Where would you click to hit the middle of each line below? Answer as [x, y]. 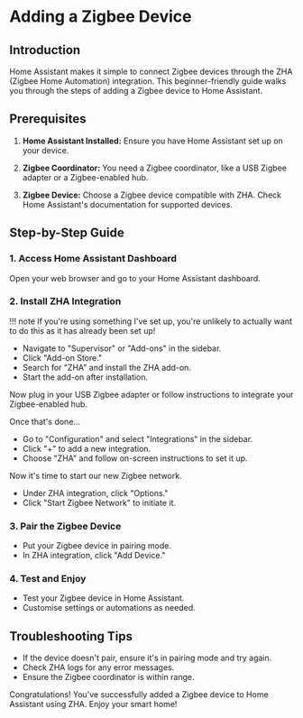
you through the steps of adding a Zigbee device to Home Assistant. [136, 91]
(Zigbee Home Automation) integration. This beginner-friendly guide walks [148, 81]
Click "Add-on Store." [62, 357]
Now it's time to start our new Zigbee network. [96, 475]
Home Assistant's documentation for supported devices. [127, 204]
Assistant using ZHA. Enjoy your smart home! [93, 704]
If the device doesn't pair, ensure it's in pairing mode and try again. [147, 658]
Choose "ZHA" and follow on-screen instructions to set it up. [135, 458]
